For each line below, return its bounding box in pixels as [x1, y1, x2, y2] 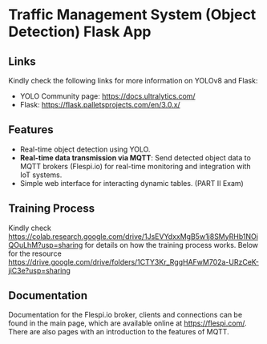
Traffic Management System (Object [8, 6, 257, 24]
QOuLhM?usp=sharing [8, 240, 83, 249]
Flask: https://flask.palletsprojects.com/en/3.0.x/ [19, 100, 180, 109]
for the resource [8, 249, 62, 258]
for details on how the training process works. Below [84, 240, 259, 249]
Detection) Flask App [8, 22, 152, 41]
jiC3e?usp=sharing [8, 265, 71, 275]
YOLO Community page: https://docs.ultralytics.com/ [19, 91, 196, 101]
